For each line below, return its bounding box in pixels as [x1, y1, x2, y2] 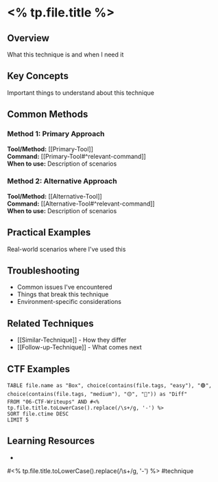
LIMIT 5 [7, 417, 29, 424]
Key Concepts [7, 70, 69, 82]
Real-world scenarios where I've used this [7, 245, 126, 253]
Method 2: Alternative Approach [7, 177, 118, 186]
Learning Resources [7, 435, 95, 447]
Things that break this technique [16, 290, 109, 298]
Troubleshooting [7, 265, 80, 276]
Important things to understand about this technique [7, 88, 154, 97]
